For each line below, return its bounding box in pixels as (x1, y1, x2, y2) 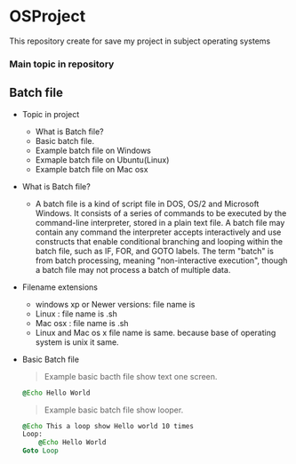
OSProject (9, 6, 86, 27)
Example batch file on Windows (35, 145, 151, 156)
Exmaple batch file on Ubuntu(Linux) (35, 154, 170, 165)
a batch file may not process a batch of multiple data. (35, 264, 231, 275)
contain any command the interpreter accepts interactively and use (35, 227, 282, 237)
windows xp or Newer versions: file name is (35, 299, 196, 309)
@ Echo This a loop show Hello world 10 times (21, 421, 194, 430)
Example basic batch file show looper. (44, 404, 184, 415)
